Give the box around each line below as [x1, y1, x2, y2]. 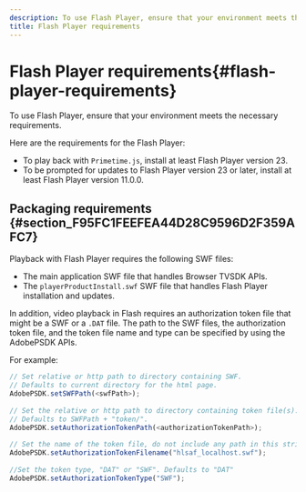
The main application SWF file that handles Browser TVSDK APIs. [22, 271, 268, 282]
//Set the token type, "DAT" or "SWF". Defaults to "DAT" [9, 465, 234, 474]
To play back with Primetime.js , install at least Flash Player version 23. [22, 156, 289, 166]
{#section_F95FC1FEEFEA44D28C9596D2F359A [9, 215, 296, 230]
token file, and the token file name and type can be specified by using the [9, 327, 286, 338]
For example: [9, 355, 59, 366]
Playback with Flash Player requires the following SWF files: [9, 254, 234, 265]
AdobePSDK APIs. [9, 337, 77, 348]
